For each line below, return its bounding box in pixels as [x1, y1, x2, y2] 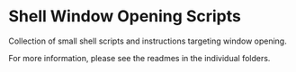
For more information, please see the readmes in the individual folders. [8, 52, 271, 63]
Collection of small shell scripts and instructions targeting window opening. [8, 36, 287, 46]
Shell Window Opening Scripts [8, 6, 242, 27]
